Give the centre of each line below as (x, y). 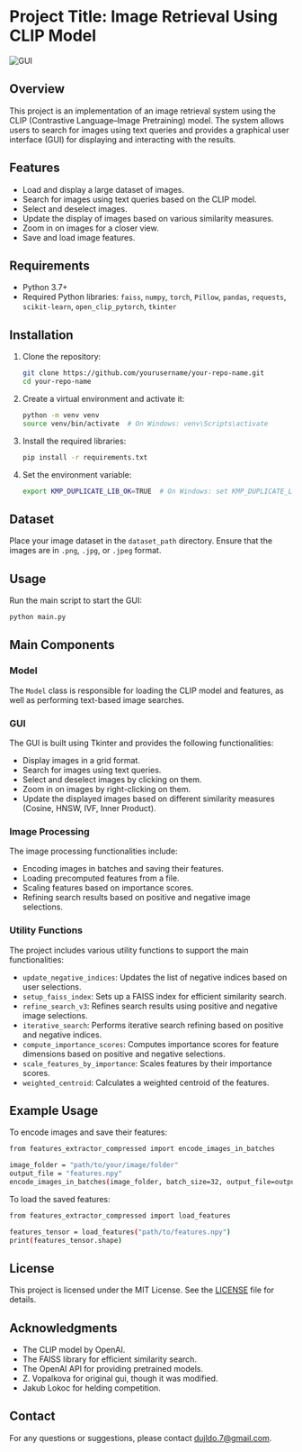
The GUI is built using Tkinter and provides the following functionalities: (142, 743)
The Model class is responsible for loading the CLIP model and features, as (147, 690)
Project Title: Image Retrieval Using (144, 17)
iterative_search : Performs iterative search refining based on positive (153, 1025)
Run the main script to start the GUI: (75, 600)
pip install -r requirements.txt (85, 457)
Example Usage (54, 1110)
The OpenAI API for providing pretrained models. (113, 1369)
